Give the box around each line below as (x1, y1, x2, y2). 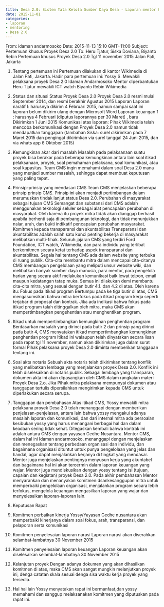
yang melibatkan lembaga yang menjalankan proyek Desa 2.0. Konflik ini (12, 364, 158, 370)
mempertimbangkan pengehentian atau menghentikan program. (12, 309, 141, 315)
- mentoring (5, 25, 30, 30)
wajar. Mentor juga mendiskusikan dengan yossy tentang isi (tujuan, (12, 467, 149, 473)
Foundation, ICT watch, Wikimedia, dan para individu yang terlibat (12, 242, 145, 247)
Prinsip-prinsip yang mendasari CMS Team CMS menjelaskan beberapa (12, 185, 157, 190)
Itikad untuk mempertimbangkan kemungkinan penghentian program (12, 319, 150, 324)
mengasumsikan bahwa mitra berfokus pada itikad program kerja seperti (12, 294, 159, 299)
